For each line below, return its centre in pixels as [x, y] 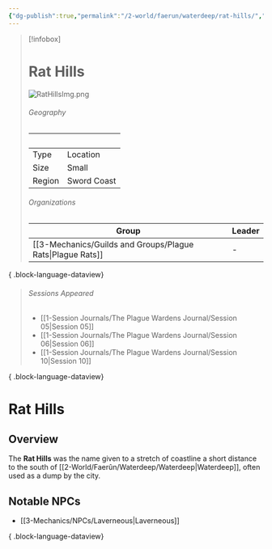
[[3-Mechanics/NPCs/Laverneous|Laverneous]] [100, 520]
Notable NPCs [45, 501]
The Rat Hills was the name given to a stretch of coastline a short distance [133, 458]
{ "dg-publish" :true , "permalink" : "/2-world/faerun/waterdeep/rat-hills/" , [136, 16]
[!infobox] [45, 39]
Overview [34, 439]
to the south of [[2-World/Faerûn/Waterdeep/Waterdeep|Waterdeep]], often [134, 467]
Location [83, 154]
